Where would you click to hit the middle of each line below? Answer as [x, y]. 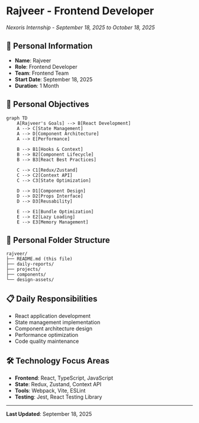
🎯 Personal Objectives [48, 104]
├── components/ [26, 274]
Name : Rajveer [33, 60]
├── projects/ [24, 269]
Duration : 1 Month [37, 86]
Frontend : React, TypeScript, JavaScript [64, 378]
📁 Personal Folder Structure [58, 240]
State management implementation [57, 323]
